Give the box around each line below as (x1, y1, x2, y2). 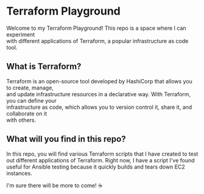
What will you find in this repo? (6, 134, 126, 144)
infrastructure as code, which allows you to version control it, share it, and (6, 103, 192, 111)
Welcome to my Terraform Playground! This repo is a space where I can (6, 24, 187, 32)
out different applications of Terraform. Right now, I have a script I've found (6, 156, 195, 164)
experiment (6, 30, 35, 38)
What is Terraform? (6, 61, 82, 72)
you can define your (6, 97, 57, 104)
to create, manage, (6, 84, 54, 91)
